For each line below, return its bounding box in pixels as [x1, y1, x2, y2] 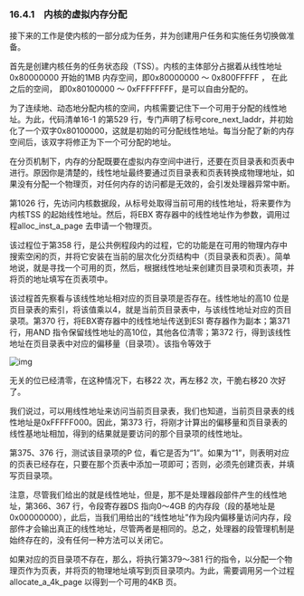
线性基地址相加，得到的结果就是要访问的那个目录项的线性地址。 [9, 428, 247, 439]
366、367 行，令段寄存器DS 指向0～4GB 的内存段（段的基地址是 [33, 501, 276, 512]
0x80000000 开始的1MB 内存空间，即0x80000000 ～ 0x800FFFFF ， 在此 [9, 72, 288, 83]
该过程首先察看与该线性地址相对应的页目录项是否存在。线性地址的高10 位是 [9, 293, 290, 304]
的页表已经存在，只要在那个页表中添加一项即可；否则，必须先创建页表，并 [9, 459, 287, 470]
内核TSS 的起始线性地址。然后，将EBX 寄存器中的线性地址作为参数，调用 [9, 209, 283, 220]
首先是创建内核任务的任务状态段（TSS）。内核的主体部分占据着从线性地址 [9, 61, 282, 72]
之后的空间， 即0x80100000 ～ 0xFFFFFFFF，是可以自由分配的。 [9, 83, 253, 94]
